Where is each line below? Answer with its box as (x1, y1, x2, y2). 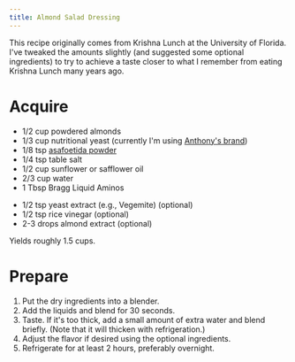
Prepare (9, 266, 69, 286)
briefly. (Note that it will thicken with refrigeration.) (21, 324, 206, 335)
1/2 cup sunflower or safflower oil (21, 163, 144, 173)
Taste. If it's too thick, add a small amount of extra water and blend (21, 314, 266, 325)
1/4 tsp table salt (21, 154, 82, 165)
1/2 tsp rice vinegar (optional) (21, 209, 130, 220)
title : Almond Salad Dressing (9, 12, 121, 22)
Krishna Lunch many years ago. (9, 65, 125, 76)
